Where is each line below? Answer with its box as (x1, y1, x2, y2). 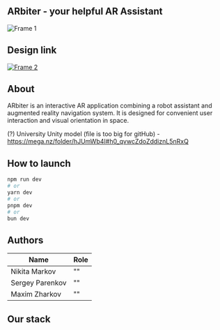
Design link (7, 45, 57, 57)
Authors (7, 234, 44, 246)
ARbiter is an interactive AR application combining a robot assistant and (7, 101, 212, 110)
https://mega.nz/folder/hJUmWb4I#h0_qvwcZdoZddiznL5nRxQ (7, 137, 189, 146)
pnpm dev (7, 202, 33, 209)
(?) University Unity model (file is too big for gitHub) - (7, 130, 160, 138)
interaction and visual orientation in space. (7, 117, 129, 125)
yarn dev (7, 189, 33, 196)
